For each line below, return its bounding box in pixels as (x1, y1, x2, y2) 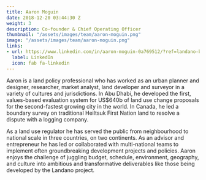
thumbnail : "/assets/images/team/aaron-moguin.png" (6, 32, 141, 38)
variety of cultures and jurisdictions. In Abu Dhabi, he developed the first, (6, 90, 191, 97)
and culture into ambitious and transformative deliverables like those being (6, 160, 195, 167)
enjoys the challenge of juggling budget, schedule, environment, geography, (6, 153, 199, 160)
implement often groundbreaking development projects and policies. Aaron (6, 147, 196, 154)
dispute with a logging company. (6, 115, 89, 123)
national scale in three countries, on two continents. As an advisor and (6, 134, 185, 141)
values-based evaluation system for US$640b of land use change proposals (6, 96, 199, 104)
